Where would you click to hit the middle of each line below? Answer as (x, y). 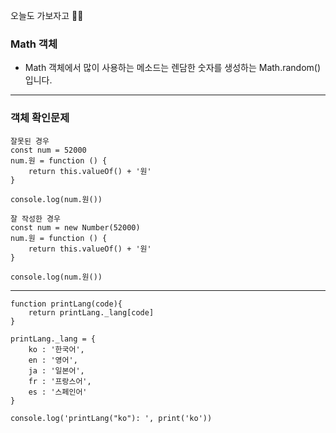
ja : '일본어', (56, 370)
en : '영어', (53, 360)
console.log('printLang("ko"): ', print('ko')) (111, 418)
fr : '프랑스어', (60, 381)
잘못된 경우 (30, 141)
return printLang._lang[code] (91, 312)
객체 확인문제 (40, 118)
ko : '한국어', (56, 349)
